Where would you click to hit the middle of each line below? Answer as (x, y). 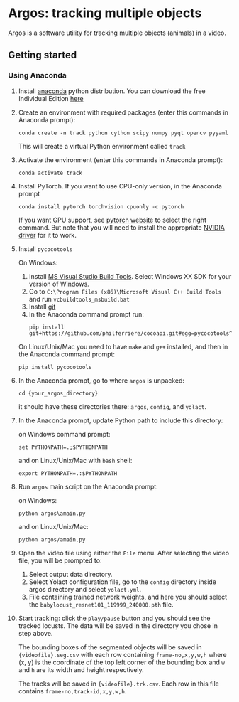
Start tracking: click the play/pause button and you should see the (115, 618)
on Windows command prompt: (64, 434)
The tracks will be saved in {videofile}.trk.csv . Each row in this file (118, 684)
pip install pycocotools (55, 367)
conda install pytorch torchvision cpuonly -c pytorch (101, 207)
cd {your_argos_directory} (58, 393)
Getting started (43, 55)
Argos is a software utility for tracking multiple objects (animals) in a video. (117, 33)
